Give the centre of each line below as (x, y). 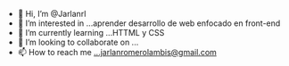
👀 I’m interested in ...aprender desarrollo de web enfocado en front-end (149, 23)
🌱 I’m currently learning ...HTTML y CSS (91, 33)
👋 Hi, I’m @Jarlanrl (52, 14)
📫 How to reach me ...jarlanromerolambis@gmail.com (117, 52)
